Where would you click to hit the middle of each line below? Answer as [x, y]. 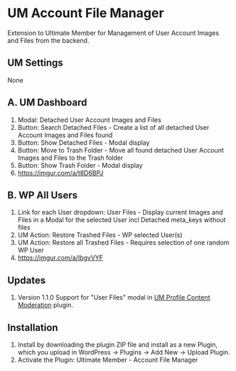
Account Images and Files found [65, 135]
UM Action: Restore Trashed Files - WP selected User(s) [100, 235]
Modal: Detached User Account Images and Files [89, 120]
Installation [33, 327]
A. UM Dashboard [47, 102]
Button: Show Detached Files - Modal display [84, 142]
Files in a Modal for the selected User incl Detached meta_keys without [122, 220]
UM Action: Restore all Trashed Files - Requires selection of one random [123, 243]
